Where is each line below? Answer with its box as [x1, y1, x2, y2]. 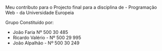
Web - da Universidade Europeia [5, 10, 74, 16]
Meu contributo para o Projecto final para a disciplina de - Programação [5, 5, 157, 10]
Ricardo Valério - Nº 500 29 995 [12, 35, 81, 40]
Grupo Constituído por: [5, 20, 54, 25]
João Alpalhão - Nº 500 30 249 [12, 40, 79, 46]
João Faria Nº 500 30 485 [12, 29, 68, 35]
